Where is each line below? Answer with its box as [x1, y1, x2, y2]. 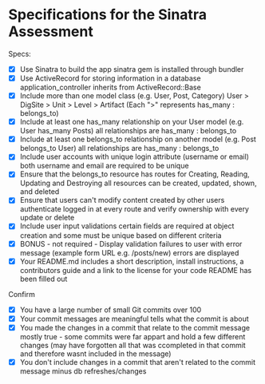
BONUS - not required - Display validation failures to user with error [19, 239, 243, 248]
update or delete [19, 213, 75, 223]
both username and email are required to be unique [19, 161, 189, 171]
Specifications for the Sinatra [8, 6, 208, 24]
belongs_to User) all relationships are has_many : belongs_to [19, 144, 220, 153]
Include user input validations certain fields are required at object [19, 221, 235, 231]
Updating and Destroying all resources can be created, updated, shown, [19, 178, 257, 188]
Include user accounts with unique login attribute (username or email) [19, 152, 250, 161]
